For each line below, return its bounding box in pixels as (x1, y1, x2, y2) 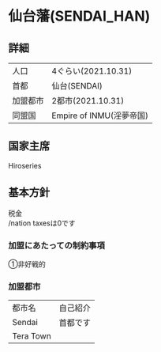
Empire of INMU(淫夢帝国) (51, 110, 148, 121)
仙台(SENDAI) (51, 81, 103, 91)
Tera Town (12, 331, 51, 342)
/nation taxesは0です (8, 218, 76, 228)
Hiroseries (8, 161, 42, 170)
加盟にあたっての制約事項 (8, 240, 105, 251)
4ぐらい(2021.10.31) (51, 66, 133, 76)
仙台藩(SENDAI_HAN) (8, 7, 151, 25)
